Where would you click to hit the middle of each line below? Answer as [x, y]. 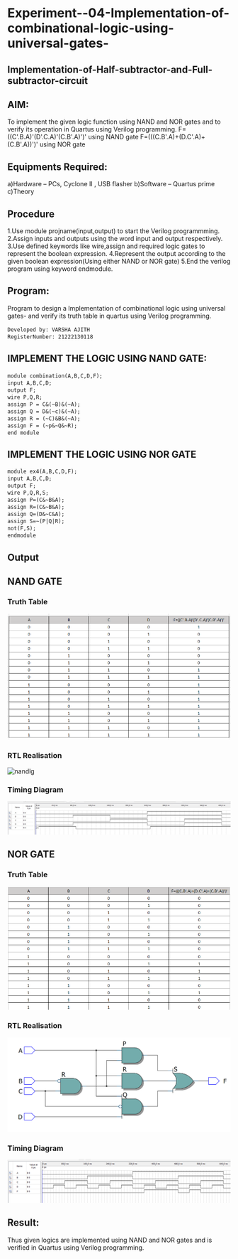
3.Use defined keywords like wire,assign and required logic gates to [106, 246]
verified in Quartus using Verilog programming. [76, 1247]
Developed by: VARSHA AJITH [49, 330]
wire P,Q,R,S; [28, 493]
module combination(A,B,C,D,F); [55, 376]
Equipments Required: [57, 167]
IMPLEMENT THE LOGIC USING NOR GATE [102, 455]
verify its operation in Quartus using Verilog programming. [92, 129]
